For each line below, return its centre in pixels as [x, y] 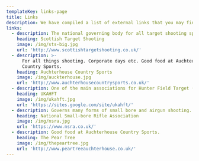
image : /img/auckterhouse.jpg [54, 77]
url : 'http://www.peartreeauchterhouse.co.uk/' [76, 149]
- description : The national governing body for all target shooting [99, 34]
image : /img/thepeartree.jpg [53, 143]
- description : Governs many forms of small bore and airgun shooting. [102, 110]
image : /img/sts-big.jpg [47, 45]
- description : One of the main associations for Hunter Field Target [100, 88]
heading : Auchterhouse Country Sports [65, 72]
